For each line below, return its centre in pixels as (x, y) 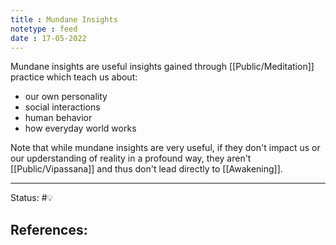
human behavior (58, 118)
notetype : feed (44, 29)
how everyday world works (80, 128)
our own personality (66, 97)
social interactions (62, 107)
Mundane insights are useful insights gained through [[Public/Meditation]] (162, 67)
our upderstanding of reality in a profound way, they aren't (131, 158)
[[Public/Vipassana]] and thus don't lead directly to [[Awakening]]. (146, 169)
